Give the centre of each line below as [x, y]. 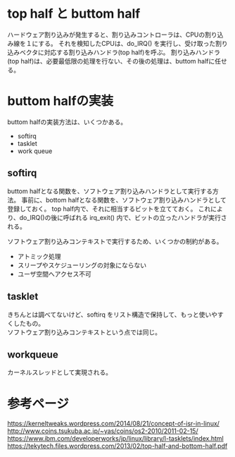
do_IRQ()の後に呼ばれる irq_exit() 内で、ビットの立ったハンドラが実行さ [123, 217]
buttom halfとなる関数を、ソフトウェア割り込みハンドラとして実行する [110, 191]
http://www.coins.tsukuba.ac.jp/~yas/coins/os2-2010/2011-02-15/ [103, 431]
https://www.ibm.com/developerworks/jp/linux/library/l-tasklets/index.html [115, 439]
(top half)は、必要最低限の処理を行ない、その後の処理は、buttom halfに [111, 61]
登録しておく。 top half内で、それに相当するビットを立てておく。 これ [109, 209]
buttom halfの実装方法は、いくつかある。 [67, 122]
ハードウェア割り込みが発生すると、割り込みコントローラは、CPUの [106, 35]
